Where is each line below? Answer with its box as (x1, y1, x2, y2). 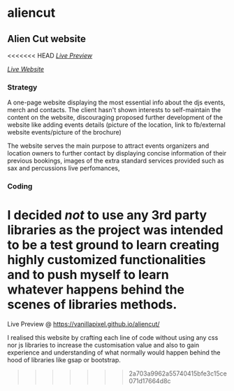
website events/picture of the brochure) (7, 128, 122, 137)
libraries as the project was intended (7, 222, 224, 238)
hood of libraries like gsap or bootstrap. (7, 356, 121, 364)
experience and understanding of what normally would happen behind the (7, 348, 221, 357)
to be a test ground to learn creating (7, 237, 220, 253)
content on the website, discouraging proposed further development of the (7, 114, 224, 122)
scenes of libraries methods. (7, 296, 177, 313)
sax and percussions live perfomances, (7, 164, 120, 172)
